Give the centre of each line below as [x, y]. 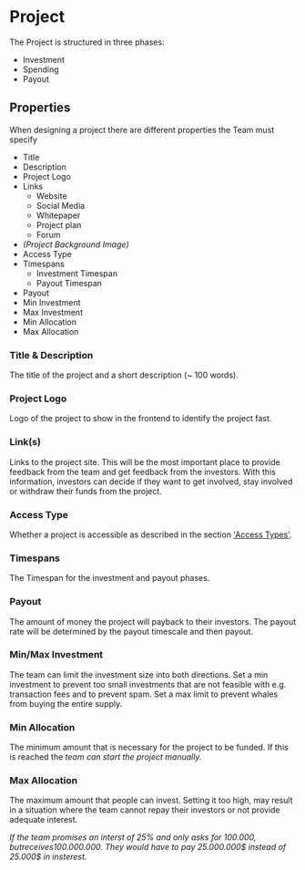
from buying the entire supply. [66, 703]
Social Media [61, 205]
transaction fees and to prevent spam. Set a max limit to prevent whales [144, 694]
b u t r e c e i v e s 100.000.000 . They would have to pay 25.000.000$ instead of [148, 847]
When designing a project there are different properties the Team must [142, 129]
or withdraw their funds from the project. [86, 491]
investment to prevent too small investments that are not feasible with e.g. [148, 684]
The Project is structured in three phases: [87, 42]
